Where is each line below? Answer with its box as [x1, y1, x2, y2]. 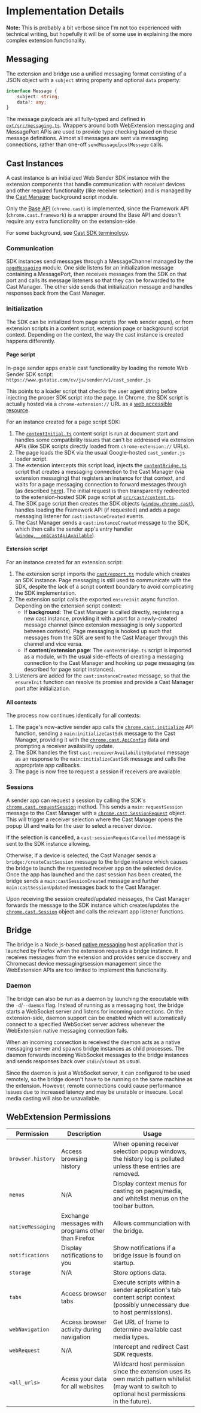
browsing [60, 1155, 88, 1163]
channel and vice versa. [23, 640, 83, 648]
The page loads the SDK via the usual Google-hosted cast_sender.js [14, 449, 185, 456]
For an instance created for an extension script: [6, 559, 123, 566]
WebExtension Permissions [6, 1112, 111, 1122]
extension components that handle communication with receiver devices [6, 181, 185, 188]
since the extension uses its [112, 1367, 191, 1376]
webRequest [9, 1347, 40, 1354]
